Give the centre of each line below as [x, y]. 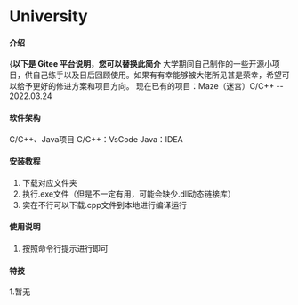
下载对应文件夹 [49, 182]
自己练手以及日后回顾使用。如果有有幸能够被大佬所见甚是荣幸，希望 [157, 75]
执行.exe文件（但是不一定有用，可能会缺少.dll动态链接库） [129, 194]
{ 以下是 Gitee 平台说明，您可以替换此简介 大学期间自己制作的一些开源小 [141, 64]
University [48, 16]
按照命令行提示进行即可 [65, 248]
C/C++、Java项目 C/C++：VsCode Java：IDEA [97, 139]
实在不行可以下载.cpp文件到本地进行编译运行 [104, 205]
